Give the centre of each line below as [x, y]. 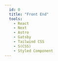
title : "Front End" [29, 14]
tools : [16, 19]
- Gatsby [22, 37]
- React [21, 23]
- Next [20, 28]
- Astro [21, 32]
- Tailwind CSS [29, 42]
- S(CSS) [22, 46]
